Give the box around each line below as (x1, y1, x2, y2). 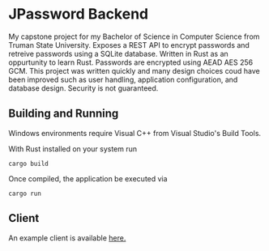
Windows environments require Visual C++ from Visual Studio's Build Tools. (8, 128, 262, 138)
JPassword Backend (8, 5, 148, 23)
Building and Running (8, 107, 119, 121)
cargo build (8, 160, 49, 168)
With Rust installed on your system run (8, 143, 138, 154)
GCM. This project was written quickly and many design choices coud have (8, 66, 261, 75)
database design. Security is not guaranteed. (8, 83, 159, 93)
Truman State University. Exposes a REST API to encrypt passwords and (8, 40, 250, 49)
